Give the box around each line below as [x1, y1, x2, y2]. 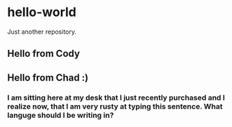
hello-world [7, 4, 77, 20]
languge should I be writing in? [7, 110, 114, 120]
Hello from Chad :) [7, 72, 89, 83]
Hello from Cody [7, 48, 81, 60]
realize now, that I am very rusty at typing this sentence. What [7, 101, 223, 111]
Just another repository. [7, 27, 77, 36]
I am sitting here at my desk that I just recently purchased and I [7, 93, 226, 102]
